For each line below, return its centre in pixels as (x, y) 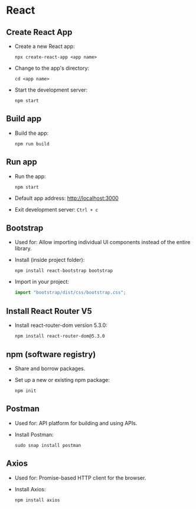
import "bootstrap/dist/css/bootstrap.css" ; (70, 293)
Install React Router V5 (49, 311)
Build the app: (32, 133)
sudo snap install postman (48, 445)
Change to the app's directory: (52, 68)
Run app (22, 162)
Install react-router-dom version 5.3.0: (61, 325)
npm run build (32, 144)
